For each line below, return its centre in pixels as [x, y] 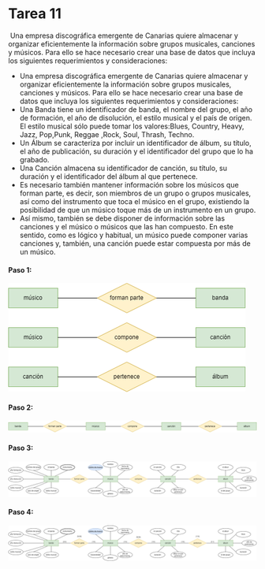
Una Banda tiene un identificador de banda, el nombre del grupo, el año [136, 109]
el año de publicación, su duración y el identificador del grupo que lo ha [136, 151]
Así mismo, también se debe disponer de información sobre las [122, 218]
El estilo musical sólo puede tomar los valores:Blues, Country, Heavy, [132, 126]
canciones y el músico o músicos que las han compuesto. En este [127, 226]
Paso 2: [21, 407]
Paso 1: [20, 270]
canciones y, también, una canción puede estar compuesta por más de [135, 243]
